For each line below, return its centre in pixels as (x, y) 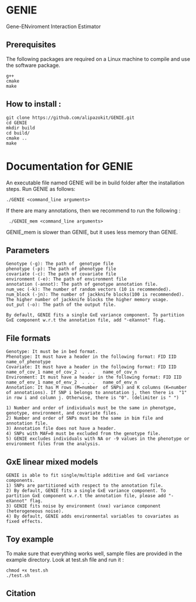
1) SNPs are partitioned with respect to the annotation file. (85, 485)
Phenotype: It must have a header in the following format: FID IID (91, 357)
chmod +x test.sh (27, 570)
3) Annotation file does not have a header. (61, 429)
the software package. (33, 65)
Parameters (28, 250)
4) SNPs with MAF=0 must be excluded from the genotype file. (83, 434)
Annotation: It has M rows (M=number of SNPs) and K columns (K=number (97, 388)
